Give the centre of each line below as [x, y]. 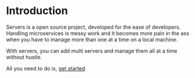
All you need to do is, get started [46, 68]
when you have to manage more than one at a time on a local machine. [92, 39]
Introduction [37, 11]
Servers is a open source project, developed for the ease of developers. [93, 27]
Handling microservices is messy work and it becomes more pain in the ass [98, 33]
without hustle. [24, 57]
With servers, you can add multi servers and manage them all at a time [92, 50]
